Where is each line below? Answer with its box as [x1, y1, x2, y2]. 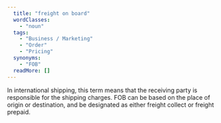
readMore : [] [13, 67, 51, 74]
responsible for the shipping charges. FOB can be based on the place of [7, 93, 211, 101]
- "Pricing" [19, 49, 53, 55]
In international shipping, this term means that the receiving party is [7, 86, 198, 94]
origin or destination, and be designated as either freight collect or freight [7, 100, 214, 109]
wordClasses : [13, 16, 51, 23]
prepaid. [7, 107, 31, 116]
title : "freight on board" [13, 10, 90, 17]
